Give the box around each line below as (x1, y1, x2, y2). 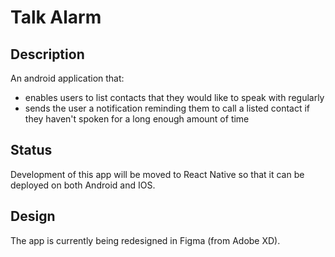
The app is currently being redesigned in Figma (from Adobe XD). (10, 234, 281, 246)
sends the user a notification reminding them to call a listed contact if (24, 102, 311, 114)
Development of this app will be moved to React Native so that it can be (10, 168, 305, 180)
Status (10, 142, 53, 159)
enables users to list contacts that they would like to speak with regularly (24, 92, 325, 103)
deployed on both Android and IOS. (10, 179, 156, 191)
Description (10, 46, 85, 63)
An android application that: (10, 72, 125, 84)
